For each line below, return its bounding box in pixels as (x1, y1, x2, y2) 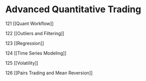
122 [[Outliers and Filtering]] (5, 30, 65, 36)
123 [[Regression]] (5, 40, 44, 46)
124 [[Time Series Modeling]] (5, 50, 67, 56)
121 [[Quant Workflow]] (5, 20, 54, 26)
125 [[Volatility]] (5, 60, 38, 66)
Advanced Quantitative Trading (5, 4, 141, 15)
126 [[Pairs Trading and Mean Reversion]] (5, 70, 93, 76)
